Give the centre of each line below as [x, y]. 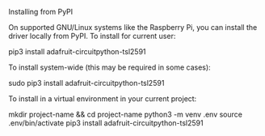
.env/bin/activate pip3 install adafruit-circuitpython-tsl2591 [106, 123]
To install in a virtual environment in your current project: [103, 99]
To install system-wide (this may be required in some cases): [110, 67]
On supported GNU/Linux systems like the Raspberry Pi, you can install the [133, 27]
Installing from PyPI [41, 12]
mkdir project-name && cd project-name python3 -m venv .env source [125, 114]
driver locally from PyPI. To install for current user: [92, 36]
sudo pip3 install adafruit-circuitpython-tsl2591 [86, 83]
